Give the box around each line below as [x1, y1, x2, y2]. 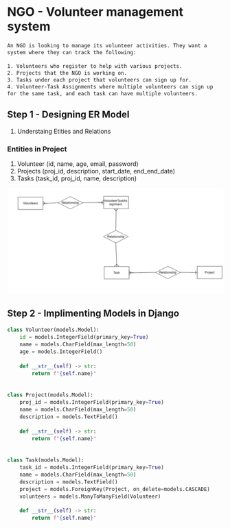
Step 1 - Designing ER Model [7, 109, 130, 121]
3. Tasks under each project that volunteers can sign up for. [7, 76, 192, 83]
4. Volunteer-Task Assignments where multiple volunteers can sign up [7, 83, 214, 90]
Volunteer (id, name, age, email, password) [16, 160, 139, 168]
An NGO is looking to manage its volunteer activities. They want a [7, 42, 207, 49]
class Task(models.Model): [7, 457, 84, 464]
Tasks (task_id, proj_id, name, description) [16, 174, 137, 182]
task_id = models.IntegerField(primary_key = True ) [19, 464, 165, 471]
